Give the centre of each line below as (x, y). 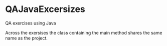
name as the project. (26, 38)
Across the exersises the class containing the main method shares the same (84, 32)
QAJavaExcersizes (45, 9)
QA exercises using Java (31, 23)
